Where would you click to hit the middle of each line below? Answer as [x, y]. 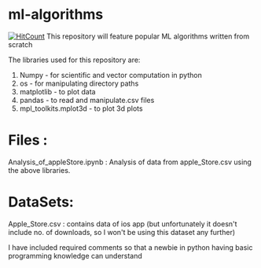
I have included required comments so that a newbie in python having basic [130, 247]
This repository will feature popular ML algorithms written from [148, 36]
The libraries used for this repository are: [74, 60]
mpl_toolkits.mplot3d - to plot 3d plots [81, 108]
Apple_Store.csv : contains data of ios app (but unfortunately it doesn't [123, 224]
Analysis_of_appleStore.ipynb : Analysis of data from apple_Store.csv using [130, 162]
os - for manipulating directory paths [79, 83]
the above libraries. [39, 170]
